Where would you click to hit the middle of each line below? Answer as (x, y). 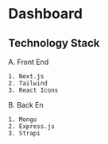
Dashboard (46, 14)
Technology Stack (54, 43)
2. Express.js (32, 127)
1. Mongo (23, 119)
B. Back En (26, 105)
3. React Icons (33, 90)
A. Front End (29, 62)
